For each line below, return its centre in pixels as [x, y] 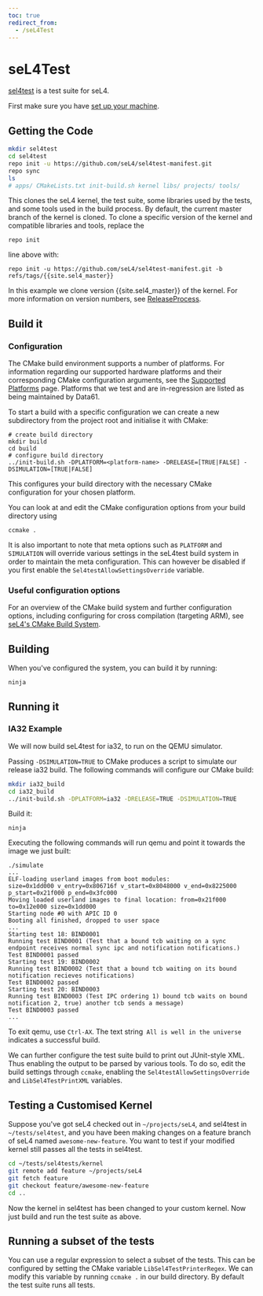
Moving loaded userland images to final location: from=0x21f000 [117, 900]
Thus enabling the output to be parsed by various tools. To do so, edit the [127, 1064]
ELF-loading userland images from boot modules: [89, 879]
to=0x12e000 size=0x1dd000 [52, 907]
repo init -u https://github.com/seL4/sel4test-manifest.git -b [115, 269]
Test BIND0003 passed [44, 1010]
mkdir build [27, 442]
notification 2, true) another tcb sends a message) [96, 1003]
